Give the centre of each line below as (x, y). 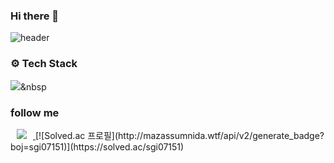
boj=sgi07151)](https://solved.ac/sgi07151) (97, 146)
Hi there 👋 (35, 16)
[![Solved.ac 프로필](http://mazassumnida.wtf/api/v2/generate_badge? (179, 135)
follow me (35, 112)
